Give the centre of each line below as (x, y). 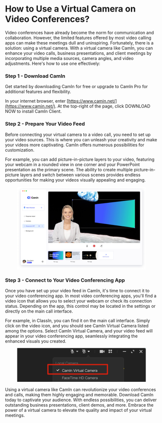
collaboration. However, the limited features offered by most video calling (78, 38)
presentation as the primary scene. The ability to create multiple (69, 169)
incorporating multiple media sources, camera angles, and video (69, 58)
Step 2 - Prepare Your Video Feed (45, 124)
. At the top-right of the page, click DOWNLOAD (103, 106)
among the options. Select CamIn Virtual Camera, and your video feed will (79, 331)
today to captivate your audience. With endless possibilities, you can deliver (81, 400)
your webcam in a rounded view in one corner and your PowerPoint (73, 164)
